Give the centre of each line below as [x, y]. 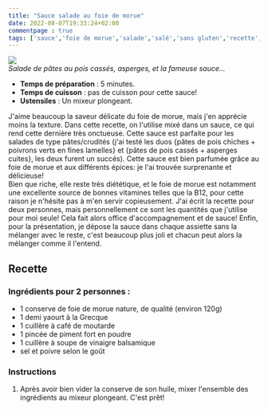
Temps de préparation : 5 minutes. [77, 84]
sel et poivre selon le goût [62, 351]
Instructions [33, 372]
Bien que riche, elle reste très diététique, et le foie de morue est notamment [132, 184]
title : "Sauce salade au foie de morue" [77, 16]
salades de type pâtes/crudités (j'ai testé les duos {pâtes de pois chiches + [132, 142]
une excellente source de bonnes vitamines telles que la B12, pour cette [126, 193]
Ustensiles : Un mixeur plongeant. [76, 101]
